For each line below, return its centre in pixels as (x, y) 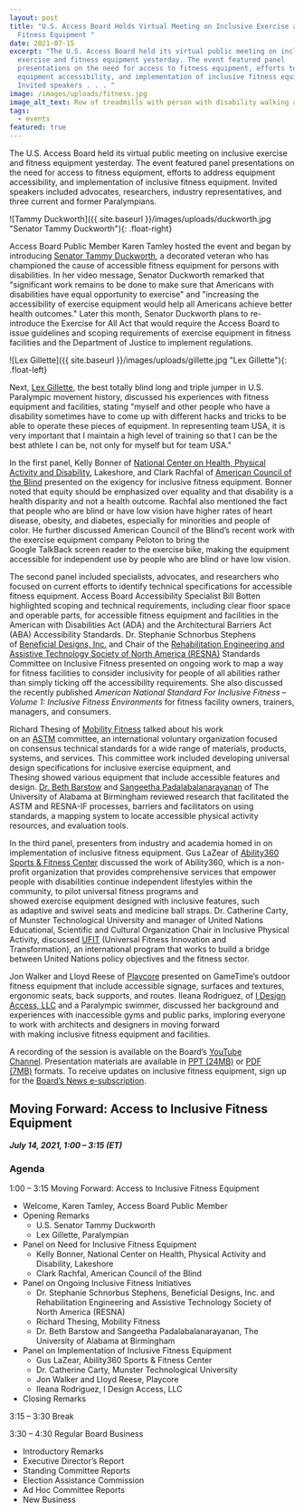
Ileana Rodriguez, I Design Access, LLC (109, 1390)
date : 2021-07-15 (42, 43)
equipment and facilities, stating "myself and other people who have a (140, 406)
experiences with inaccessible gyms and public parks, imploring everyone (147, 1015)
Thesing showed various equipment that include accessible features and (145, 777)
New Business (49, 1500)
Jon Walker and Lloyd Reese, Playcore (107, 1380)
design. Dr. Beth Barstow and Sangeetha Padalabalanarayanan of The (139, 787)
